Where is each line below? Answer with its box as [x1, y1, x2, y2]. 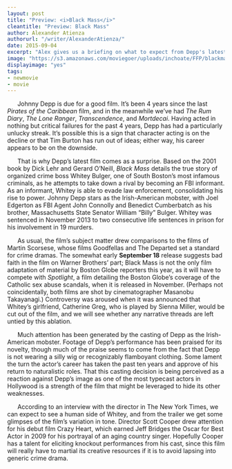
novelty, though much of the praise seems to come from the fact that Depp [7, 345, 220, 354]
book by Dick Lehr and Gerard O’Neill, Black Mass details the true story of [7, 164, 218, 173]
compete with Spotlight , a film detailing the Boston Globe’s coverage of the [7, 274, 220, 282]
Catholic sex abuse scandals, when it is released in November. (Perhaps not [7, 280, 223, 289]
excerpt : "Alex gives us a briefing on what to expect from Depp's [7, 49, 206, 56]
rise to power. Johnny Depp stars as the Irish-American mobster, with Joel [7, 194, 219, 202]
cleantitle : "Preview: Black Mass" [7, 23, 110, 30]
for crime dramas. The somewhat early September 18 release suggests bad [7, 251, 223, 260]
